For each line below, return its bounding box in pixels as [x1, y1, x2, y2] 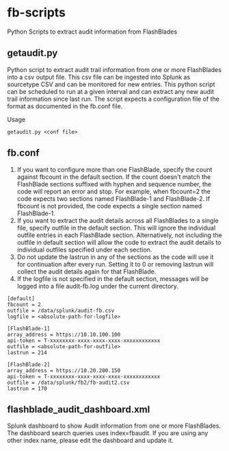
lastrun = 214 [7, 349, 48, 356]
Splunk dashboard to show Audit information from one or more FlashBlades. [7, 422, 221, 430]
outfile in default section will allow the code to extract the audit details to [16, 238, 221, 246]
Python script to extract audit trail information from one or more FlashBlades [7, 65, 222, 73]
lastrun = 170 [7, 385, 48, 392]
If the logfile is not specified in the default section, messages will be [16, 274, 208, 282]
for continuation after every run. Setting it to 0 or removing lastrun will [16, 260, 214, 268]
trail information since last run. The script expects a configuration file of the [7, 95, 220, 103]
